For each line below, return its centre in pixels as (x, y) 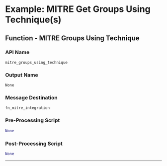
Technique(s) (33, 20)
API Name (17, 52)
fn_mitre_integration (28, 108)
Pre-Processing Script (33, 120)
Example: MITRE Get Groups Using (78, 9)
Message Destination (32, 98)
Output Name (22, 75)
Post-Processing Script (34, 144)
